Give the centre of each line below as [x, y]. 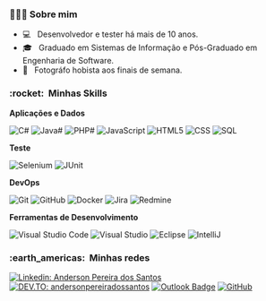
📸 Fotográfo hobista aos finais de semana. [102, 70]
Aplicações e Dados [47, 113]
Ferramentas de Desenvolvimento [74, 217]
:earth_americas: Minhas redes [80, 257]
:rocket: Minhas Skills [58, 93]
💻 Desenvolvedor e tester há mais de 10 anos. [110, 34]
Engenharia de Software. [68, 61]
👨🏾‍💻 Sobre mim [43, 14]
